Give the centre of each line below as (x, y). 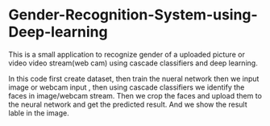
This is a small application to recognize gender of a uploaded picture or (127, 54)
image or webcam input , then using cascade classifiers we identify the (127, 87)
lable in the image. (39, 113)
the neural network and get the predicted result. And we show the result (128, 104)
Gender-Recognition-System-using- (133, 15)
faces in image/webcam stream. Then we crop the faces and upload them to (135, 95)
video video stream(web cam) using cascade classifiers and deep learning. (133, 63)
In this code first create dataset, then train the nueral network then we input (134, 78)
